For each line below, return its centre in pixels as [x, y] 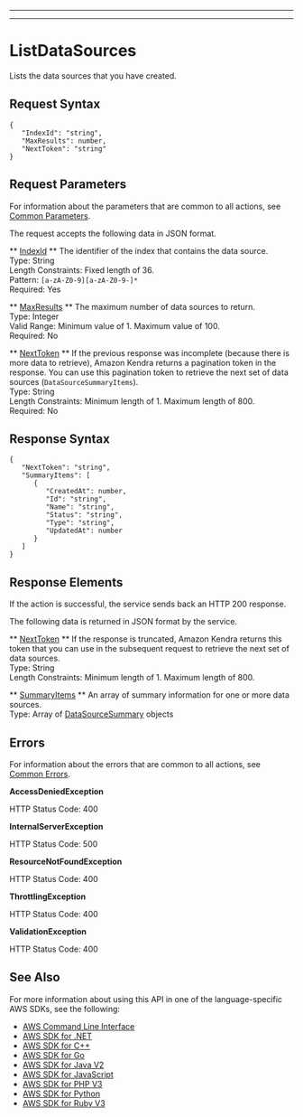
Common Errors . [40, 774]
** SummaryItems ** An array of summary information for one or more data [150, 695]
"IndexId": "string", [62, 133]
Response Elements [66, 582]
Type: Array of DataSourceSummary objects [92, 714]
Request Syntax [55, 104]
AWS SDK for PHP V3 [62, 1084]
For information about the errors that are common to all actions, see [135, 764]
